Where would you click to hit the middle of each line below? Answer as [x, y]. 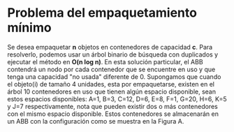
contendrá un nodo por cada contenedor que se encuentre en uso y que [111, 69]
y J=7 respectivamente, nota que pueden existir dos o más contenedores [112, 106]
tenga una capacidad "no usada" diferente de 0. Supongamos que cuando [114, 76]
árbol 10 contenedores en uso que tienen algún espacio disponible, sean [112, 91]
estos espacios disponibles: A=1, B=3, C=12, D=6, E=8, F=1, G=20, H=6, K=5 [117, 98]
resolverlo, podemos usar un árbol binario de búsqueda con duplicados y [113, 54]
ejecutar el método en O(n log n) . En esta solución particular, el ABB [105, 61]
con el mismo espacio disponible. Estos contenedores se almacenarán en [113, 114]
